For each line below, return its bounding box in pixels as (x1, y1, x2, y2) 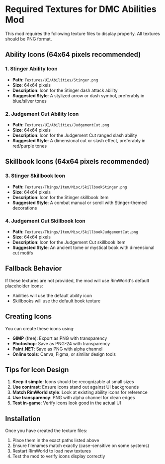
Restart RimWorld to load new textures (12, 448, 91, 454)
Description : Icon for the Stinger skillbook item (12, 194, 109, 200)
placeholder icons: (5, 283, 43, 289)
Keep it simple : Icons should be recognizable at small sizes (12, 379, 134, 385)
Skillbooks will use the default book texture (12, 298, 101, 304)
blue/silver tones (12, 98, 47, 104)
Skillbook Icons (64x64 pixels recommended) (5, 157, 150, 166)
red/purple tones (12, 143, 47, 149)
